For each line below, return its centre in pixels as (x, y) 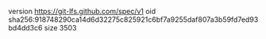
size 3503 (60, 28)
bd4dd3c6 (25, 28)
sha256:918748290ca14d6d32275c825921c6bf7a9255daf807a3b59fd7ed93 (133, 19)
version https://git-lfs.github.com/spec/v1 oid (82, 11)
